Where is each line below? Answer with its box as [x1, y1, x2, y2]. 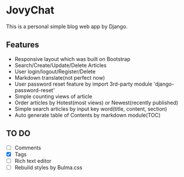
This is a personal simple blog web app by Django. [6, 23, 128, 30]
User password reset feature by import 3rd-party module [14, 80, 152, 87]
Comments [14, 144, 42, 151]
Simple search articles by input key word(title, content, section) [14, 105, 168, 112]
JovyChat [6, 4, 54, 17]
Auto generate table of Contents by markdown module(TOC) [14, 111, 161, 118]
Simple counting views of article [14, 93, 93, 100]
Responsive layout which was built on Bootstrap [14, 55, 131, 62]
